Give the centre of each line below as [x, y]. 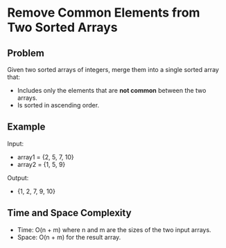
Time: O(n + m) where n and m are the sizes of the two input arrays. [114, 229]
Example [26, 127]
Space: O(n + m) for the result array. [69, 237]
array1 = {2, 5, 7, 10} [45, 157]
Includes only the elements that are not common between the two [112, 90]
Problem [26, 53]
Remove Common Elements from [104, 13]
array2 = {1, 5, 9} [41, 164]
